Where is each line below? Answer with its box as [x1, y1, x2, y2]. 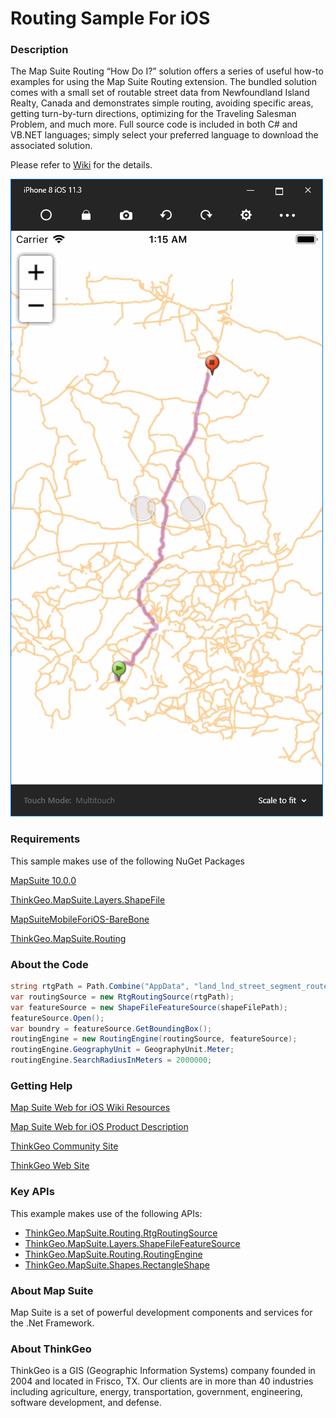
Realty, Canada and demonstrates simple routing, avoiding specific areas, [10, 97, 314, 109]
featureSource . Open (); [10, 1013, 105, 1023]
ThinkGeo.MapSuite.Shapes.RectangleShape [24, 1258, 210, 1271]
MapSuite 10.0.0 [10, 874, 77, 886]
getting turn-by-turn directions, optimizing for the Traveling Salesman [10, 108, 297, 120]
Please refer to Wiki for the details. [10, 159, 153, 171]
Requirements [10, 832, 81, 846]
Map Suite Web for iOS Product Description [10, 1121, 189, 1133]
